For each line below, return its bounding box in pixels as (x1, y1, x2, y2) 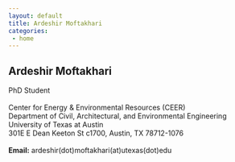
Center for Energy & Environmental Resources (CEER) (8, 102, 186, 113)
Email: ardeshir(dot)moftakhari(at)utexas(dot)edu (8, 146, 172, 156)
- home (11, 34, 35, 43)
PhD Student (8, 85, 51, 95)
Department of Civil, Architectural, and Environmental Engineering (8, 111, 227, 121)
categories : (8, 27, 48, 35)
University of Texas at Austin (8, 120, 104, 130)
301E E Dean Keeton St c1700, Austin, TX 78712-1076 (8, 128, 183, 138)
